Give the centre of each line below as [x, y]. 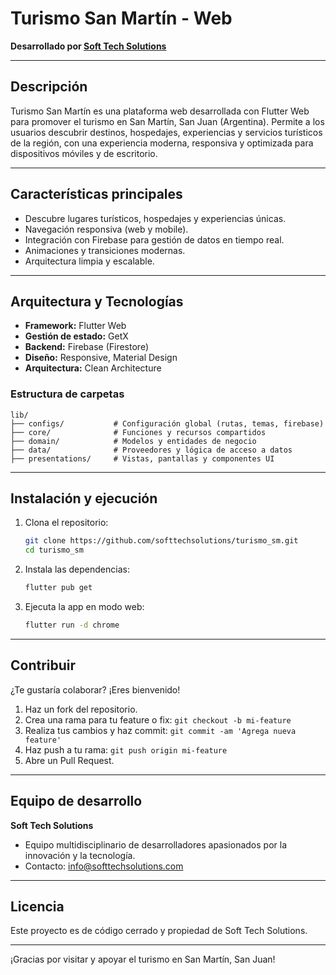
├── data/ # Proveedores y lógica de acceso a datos [151, 450]
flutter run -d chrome [72, 625]
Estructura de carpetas [67, 394]
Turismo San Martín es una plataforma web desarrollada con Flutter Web [160, 111]
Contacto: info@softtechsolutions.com [104, 866]
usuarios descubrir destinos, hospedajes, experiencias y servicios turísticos [166, 132]
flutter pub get [58, 588]
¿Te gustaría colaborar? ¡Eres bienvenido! [95, 689]
